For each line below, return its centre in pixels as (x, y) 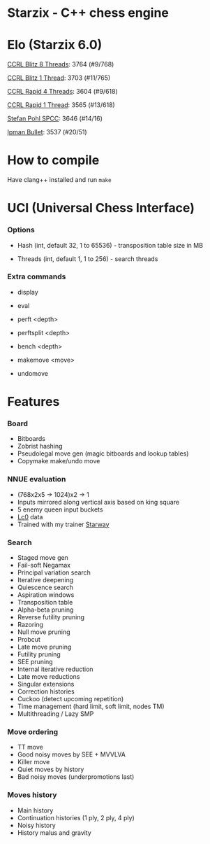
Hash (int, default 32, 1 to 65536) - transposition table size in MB (110, 245)
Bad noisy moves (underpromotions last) (76, 777)
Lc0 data (30, 516)
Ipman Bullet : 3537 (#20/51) (47, 132)
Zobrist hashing (40, 446)
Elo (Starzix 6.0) (55, 45)
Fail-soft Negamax (44, 565)
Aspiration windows (46, 595)
